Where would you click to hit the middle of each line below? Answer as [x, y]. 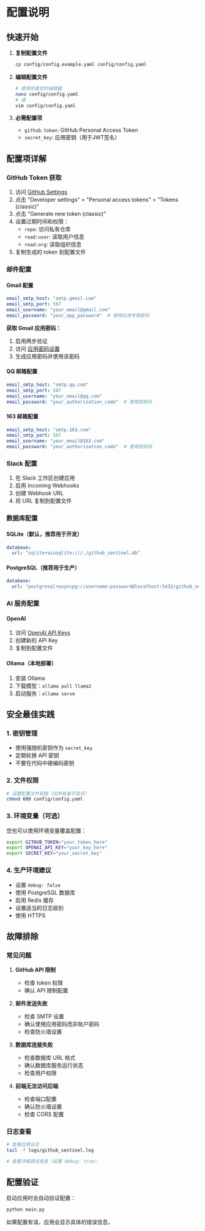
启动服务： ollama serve [45, 693]
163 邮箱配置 [22, 416]
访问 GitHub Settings [41, 192]
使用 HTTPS [30, 915]
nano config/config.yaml [47, 94]
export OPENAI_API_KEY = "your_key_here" [57, 848]
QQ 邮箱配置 [22, 371]
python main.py [26, 1209]
